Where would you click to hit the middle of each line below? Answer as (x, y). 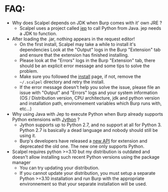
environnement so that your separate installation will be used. (83, 184)
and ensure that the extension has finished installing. (74, 55)
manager (21, 162)
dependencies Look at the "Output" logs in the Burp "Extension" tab (90, 50)
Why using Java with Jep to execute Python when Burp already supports (88, 114)
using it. (28, 135)
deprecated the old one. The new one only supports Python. (82, 146)
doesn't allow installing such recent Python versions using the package (86, 157)
